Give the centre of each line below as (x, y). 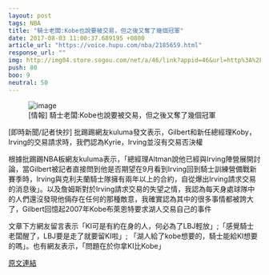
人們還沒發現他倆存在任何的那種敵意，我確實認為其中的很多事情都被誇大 (134, 199)
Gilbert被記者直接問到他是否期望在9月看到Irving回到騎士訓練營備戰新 (143, 169)
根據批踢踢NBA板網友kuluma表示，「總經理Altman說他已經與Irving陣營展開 (131, 159)
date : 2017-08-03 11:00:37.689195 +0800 (77, 38)
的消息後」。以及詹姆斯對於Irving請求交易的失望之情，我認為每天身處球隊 (128, 189)
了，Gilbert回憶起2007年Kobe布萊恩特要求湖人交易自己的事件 (110, 209)
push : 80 (23, 68)
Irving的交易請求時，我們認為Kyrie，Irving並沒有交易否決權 (106, 141)
